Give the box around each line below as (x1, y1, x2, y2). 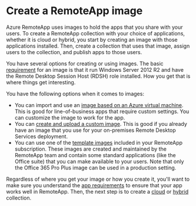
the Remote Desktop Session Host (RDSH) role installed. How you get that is (6, 72, 191, 79)
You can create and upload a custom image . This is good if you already (14, 120, 187, 127)
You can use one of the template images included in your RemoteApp (14, 139, 183, 146)
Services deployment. (14, 132, 68, 139)
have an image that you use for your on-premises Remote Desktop (14, 127, 177, 134)
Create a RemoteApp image (6, 4, 143, 18)
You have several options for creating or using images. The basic (6, 60, 164, 67)
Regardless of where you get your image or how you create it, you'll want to (6, 175, 190, 182)
